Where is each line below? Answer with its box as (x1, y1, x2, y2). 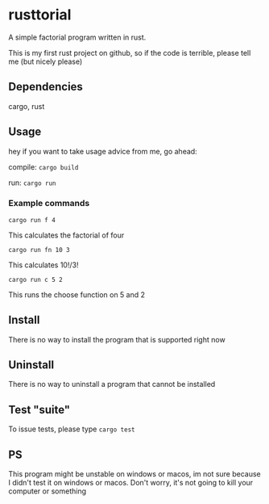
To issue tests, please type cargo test (8, 424, 135, 434)
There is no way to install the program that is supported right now (8, 334, 226, 344)
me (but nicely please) (8, 57, 83, 66)
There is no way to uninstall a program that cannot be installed (8, 380, 216, 389)
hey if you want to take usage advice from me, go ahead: (8, 146, 197, 156)
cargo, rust (8, 101, 45, 111)
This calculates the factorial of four (8, 230, 125, 240)
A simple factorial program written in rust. (8, 32, 147, 42)
